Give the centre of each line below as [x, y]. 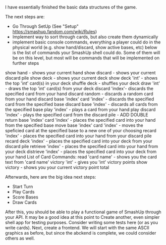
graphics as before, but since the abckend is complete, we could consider [81, 233]
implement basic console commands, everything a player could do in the [86, 42]
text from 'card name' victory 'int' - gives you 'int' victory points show [76, 162]
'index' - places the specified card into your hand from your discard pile [79, 136]
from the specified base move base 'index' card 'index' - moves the [74, 125]
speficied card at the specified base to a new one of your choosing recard [81, 130]
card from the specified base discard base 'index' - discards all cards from [82, 104]
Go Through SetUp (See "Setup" [45, 26]
